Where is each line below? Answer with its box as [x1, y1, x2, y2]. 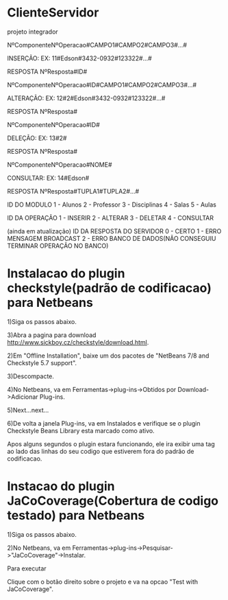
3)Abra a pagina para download [7, 331, 97, 339]
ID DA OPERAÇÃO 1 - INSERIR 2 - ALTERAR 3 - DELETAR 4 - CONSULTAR [7, 214, 214, 222]
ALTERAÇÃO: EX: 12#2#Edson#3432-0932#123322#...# [7, 94, 166, 102]
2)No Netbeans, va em [7, 544, 71, 552]
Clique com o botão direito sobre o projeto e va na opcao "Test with [7, 577, 199, 586]
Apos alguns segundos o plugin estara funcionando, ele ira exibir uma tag [7, 439, 215, 448]
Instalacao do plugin [7, 266, 125, 281]
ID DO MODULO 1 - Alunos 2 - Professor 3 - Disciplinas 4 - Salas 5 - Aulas [7, 200, 217, 209]
